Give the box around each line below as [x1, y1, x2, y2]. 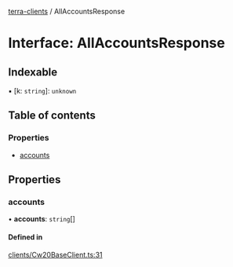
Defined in [8, 232, 43, 242]
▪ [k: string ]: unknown [8, 86, 77, 95]
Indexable [8, 65, 58, 79]
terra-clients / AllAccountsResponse [8, 7, 126, 16]
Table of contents [8, 109, 96, 123]
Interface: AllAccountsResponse [8, 35, 225, 52]
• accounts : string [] [8, 214, 76, 224]
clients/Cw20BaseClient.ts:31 [8, 250, 103, 259]
